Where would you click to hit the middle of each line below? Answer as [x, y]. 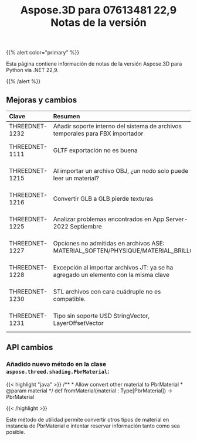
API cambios [30, 348]
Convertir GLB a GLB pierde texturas [103, 199]
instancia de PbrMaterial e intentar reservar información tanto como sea [93, 426]
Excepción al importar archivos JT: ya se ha [113, 267]
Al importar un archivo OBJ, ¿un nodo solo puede [121, 171]
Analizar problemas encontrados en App [108, 219]
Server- [177, 219]
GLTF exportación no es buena [95, 150]
